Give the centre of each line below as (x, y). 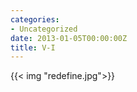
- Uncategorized (44, 29)
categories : (35, 19)
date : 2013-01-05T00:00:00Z (69, 38)
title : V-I (33, 47)
